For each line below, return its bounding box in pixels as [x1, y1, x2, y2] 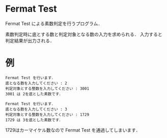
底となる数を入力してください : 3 [5, 107, 68, 112]
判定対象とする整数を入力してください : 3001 [5, 86, 90, 91]
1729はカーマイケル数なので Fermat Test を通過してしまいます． [5, 127, 141, 133]
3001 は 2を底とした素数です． [5, 91, 63, 96]
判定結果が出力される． [5, 38, 54, 44]
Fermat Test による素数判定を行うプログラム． [5, 20, 103, 26]
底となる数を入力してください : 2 [5, 81, 68, 86]
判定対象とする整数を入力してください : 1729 [5, 112, 90, 117]
